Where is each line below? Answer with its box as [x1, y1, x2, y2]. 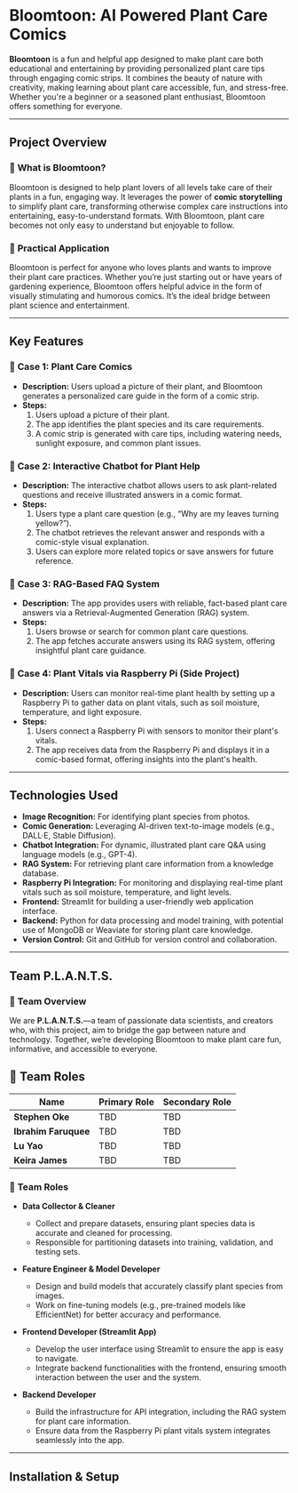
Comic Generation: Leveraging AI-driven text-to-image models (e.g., [21, 821, 275, 831]
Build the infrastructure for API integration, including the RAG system [35, 1407, 286, 1417]
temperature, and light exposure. [21, 706, 142, 717]
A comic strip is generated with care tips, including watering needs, [35, 428, 282, 438]
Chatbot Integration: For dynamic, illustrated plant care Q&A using [21, 839, 266, 850]
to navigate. [35, 1353, 79, 1364]
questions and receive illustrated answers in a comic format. [21, 489, 243, 500]
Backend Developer [21, 1389, 97, 1401]
